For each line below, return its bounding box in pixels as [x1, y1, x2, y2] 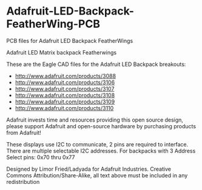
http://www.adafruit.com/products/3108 [15, 91, 115, 99]
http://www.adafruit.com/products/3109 [15, 98, 115, 105]
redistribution [6, 178, 40, 185]
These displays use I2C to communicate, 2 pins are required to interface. [6, 140, 189, 148]
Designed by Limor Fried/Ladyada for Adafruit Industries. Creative [6, 165, 172, 172]
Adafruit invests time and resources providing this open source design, [6, 116, 184, 123]
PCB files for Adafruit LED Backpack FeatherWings [6, 37, 133, 44]
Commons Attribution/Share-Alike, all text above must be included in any [6, 171, 188, 179]
